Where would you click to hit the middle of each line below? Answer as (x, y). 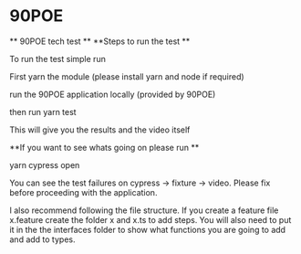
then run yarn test (43, 111)
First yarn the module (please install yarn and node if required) (127, 76)
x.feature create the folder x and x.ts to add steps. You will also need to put (150, 219)
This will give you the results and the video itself (100, 130)
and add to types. (42, 239)
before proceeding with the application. (83, 192)
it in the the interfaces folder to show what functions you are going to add (147, 229)
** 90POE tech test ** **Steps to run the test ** (100, 41)
